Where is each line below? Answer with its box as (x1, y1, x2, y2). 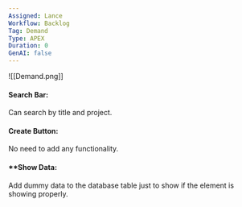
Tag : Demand (8, 27, 48, 35)
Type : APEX (8, 34, 45, 43)
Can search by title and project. (8, 108, 113, 118)
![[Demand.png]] (8, 72, 64, 81)
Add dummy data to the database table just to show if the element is (8, 180, 235, 190)
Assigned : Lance (8, 11, 63, 20)
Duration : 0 (8, 42, 48, 50)
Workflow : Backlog (8, 19, 70, 27)
